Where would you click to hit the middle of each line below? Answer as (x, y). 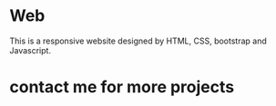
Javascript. (31, 50)
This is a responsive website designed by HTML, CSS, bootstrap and (138, 41)
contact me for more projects (122, 87)
